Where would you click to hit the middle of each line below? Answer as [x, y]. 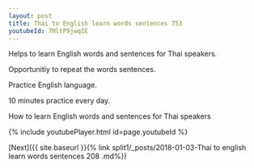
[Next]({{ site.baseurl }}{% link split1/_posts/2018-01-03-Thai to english [127, 148]
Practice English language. [53, 85]
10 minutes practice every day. [59, 101]
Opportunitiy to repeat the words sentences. [82, 69]
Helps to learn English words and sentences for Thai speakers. [113, 54]
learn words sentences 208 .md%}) [68, 156]
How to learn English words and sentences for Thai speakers [110, 116]
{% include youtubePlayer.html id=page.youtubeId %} [98, 132]
